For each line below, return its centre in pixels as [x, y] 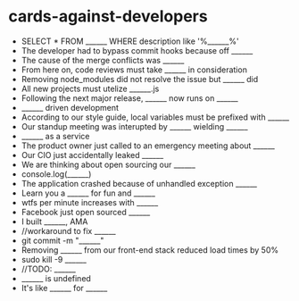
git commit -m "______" [62, 240]
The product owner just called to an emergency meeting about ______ [148, 146]
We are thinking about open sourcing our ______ [108, 164]
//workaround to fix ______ [69, 230]
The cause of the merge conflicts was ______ [103, 60]
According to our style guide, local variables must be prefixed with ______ [155, 117]
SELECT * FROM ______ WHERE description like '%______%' [130, 41]
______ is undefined [56, 278]
